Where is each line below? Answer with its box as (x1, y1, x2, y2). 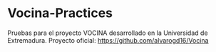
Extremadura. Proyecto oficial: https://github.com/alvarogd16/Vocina (7, 36, 209, 44)
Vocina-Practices (7, 5, 113, 21)
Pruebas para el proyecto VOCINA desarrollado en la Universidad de (7, 28, 208, 37)
